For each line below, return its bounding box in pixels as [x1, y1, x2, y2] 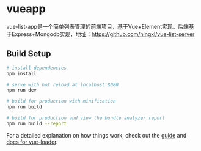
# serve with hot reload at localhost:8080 [6, 81, 119, 87]
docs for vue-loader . [6, 138, 58, 145]
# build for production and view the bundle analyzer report [6, 115, 166, 121]
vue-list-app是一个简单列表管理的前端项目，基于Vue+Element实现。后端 [6, 23, 189, 30]
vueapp [6, 2, 46, 16]
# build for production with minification [6, 98, 116, 105]
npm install [6, 70, 37, 76]
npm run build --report [6, 120, 67, 127]
